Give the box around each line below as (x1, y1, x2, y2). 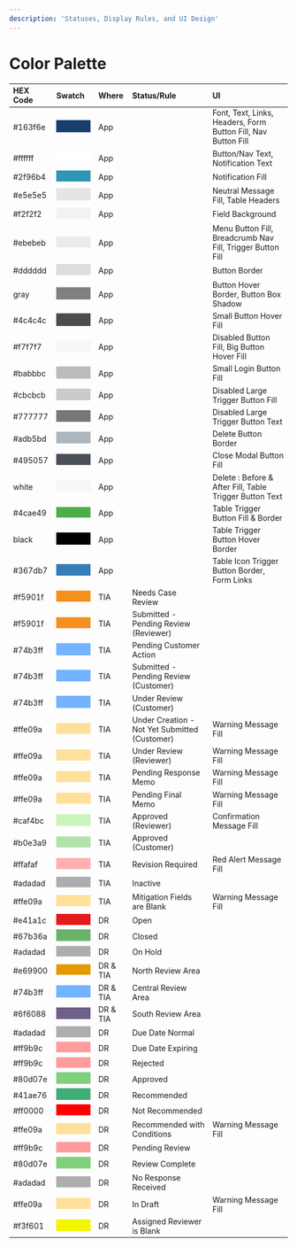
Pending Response (132, 767, 201, 778)
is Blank (132, 1225, 161, 1235)
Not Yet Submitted (132, 724, 199, 734)
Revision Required (132, 859, 198, 870)
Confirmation (211, 810, 261, 821)
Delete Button (211, 429, 263, 439)
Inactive (132, 878, 162, 888)
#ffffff (12, 153, 34, 164)
